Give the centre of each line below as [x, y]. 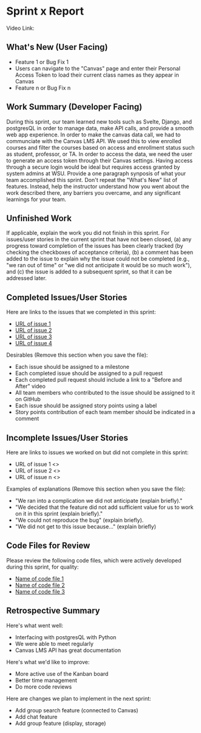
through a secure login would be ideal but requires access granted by [93, 167]
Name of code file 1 [39, 578]
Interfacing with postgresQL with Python [66, 637]
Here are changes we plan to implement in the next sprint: [79, 698]
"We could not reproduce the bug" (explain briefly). [79, 520]
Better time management [46, 680]
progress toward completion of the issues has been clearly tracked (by [95, 246]
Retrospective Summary [53, 611]
